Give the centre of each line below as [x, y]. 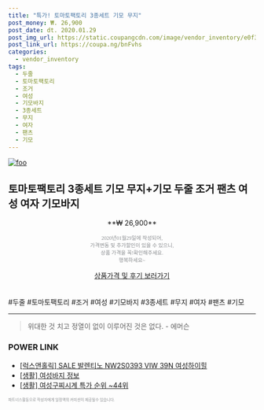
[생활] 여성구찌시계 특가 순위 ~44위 [74, 385]
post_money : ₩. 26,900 [45, 23]
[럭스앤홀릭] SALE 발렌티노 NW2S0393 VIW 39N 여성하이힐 [113, 365]
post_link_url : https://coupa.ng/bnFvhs [75, 45]
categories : [27, 52]
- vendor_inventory [47, 60]
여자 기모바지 [50, 203]
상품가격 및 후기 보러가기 [132, 275]
